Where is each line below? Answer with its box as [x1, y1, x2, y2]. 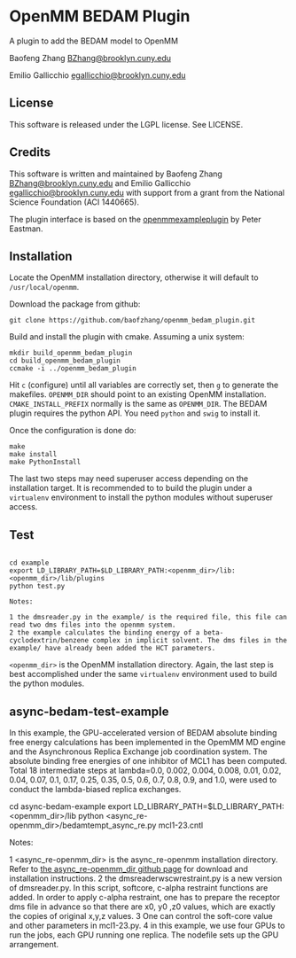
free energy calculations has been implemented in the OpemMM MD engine [9, 737, 286, 747]
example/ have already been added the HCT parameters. [9, 644, 216, 653]
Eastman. [9, 223, 43, 234]
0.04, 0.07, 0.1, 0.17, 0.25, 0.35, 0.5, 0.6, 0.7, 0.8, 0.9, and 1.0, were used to [9, 775, 277, 785]
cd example [9, 558, 50, 568]
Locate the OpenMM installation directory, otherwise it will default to [9, 272, 259, 283]
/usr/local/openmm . [9, 282, 80, 292]
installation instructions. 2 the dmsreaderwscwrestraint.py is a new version [9, 873, 283, 884]
